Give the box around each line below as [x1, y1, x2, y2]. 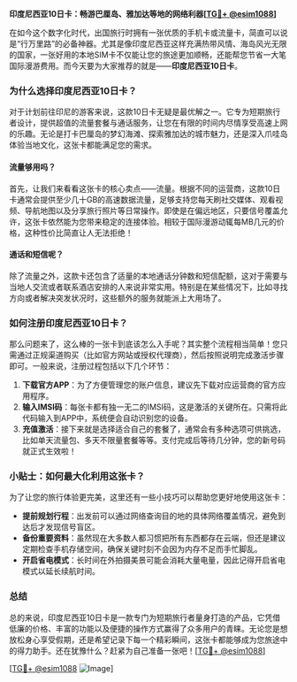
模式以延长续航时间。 [21, 566, 100, 577]
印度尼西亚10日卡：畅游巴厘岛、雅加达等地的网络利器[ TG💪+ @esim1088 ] [9, 9, 277, 19]
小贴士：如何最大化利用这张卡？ [9, 470, 146, 482]
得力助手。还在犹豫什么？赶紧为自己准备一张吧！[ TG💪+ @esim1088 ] [16, 645, 266, 655]
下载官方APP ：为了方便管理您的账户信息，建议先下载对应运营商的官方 [21, 379, 278, 390]
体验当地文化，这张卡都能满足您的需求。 [9, 140, 156, 150]
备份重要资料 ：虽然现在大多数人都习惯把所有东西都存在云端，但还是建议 [21, 533, 286, 543]
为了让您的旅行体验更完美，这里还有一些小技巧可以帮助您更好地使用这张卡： [9, 492, 288, 502]
